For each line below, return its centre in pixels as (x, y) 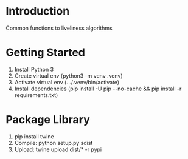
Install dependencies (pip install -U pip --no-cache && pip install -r (98, 89)
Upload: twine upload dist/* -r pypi (58, 149)
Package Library (48, 120)
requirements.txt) (36, 95)
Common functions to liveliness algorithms (59, 28)
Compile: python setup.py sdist (54, 143)
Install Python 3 (34, 69)
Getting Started (46, 52)
